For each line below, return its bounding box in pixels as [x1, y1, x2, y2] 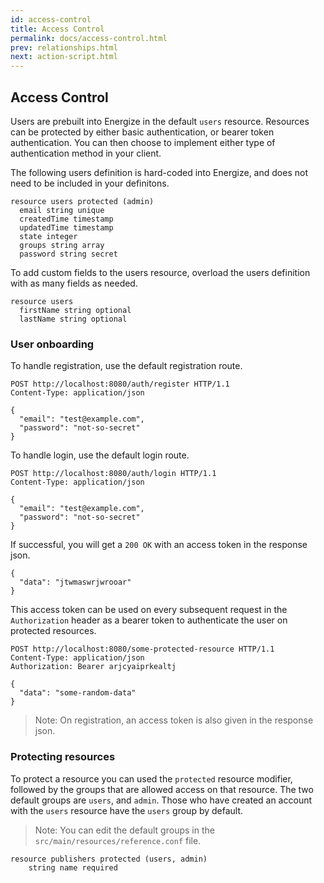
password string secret [19, 249, 118, 259]
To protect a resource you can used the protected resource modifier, [10, 772, 293, 785]
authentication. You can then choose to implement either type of [10, 136, 276, 148]
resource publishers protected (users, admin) [10, 854, 208, 864]
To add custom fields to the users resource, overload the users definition [10, 266, 311, 278]
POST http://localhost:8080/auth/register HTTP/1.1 [10, 379, 230, 390]
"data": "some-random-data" [19, 688, 137, 698]
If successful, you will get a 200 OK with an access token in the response [10, 539, 308, 551]
